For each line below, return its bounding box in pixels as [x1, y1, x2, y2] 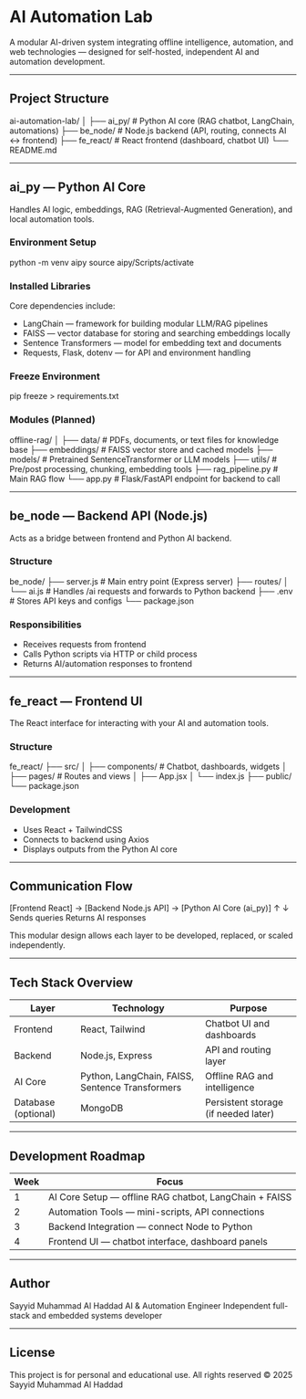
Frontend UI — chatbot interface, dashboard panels [48, 1236, 269, 1247]
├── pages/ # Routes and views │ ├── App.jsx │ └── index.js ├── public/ [9, 771, 292, 782]
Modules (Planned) [9, 414, 96, 426]
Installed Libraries [9, 279, 91, 292]
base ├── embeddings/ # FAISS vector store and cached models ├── [9, 444, 273, 455]
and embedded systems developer [31, 1310, 162, 1320]
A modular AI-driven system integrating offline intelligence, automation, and [9, 37, 294, 47]
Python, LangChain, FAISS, [80, 1070, 194, 1083]
